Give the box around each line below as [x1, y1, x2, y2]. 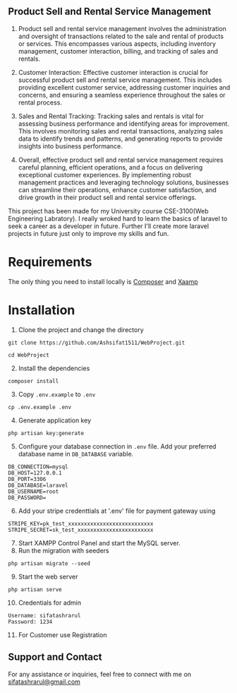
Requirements [8, 254, 92, 270]
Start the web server [18, 572, 78, 581]
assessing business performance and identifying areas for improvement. [18, 119, 230, 128]
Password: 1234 [8, 618, 53, 625]
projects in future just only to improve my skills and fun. [8, 229, 169, 237]
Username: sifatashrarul [8, 612, 81, 619]
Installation [8, 302, 75, 318]
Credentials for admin [18, 598, 82, 607]
